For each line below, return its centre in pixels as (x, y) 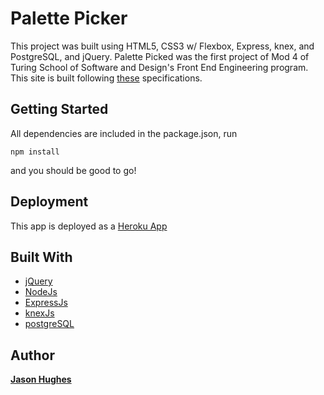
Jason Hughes (41, 379)
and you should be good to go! (73, 170)
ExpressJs (46, 303)
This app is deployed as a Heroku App (89, 226)
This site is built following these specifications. (106, 78)
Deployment (49, 202)
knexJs (39, 313)
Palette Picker (69, 18)
